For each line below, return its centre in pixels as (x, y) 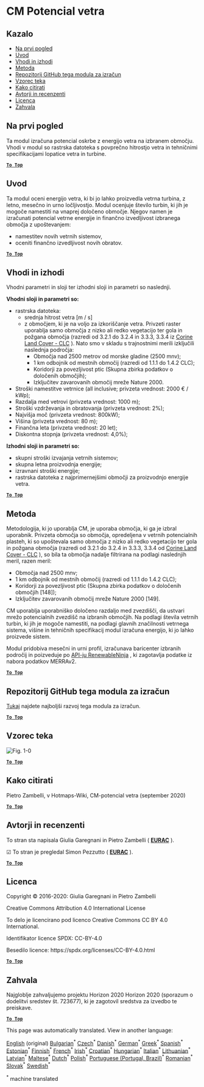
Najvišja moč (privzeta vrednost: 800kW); (67, 415)
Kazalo (20, 34)
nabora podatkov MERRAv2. (41, 662)
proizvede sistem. (29, 637)
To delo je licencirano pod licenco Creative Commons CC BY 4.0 (87, 920)
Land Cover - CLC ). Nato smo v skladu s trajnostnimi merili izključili (109, 343)
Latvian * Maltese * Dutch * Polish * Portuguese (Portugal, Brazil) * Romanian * (100, 1058)
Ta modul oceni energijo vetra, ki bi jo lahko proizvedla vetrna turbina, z (96, 198)
